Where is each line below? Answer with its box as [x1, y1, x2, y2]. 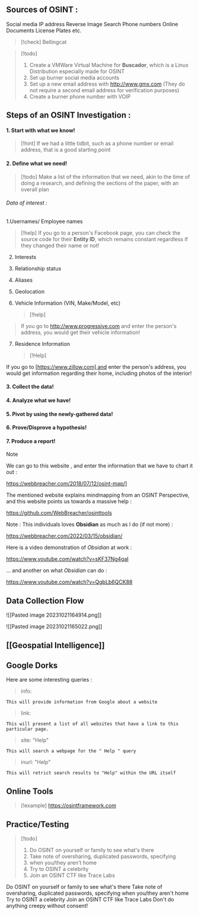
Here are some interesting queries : [6, 676, 92, 683]
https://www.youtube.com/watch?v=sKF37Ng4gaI [6, 556, 129, 563]
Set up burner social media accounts [29, 74, 120, 81]
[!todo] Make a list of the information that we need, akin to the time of [20, 173, 191, 180]
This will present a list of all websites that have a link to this [6, 721, 179, 727]
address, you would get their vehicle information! [20, 329, 140, 336]
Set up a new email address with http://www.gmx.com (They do [29, 80, 185, 87]
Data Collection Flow [6, 595, 84, 605]
